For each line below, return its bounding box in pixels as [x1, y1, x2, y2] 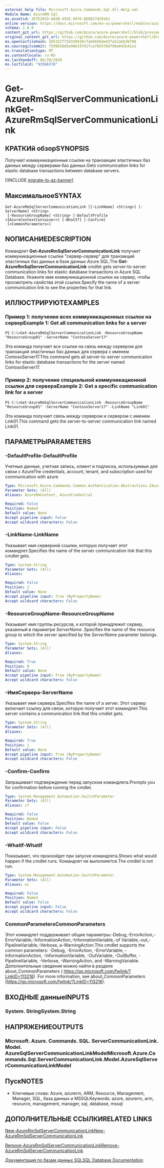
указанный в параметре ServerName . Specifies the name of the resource [5, 627, 155, 633]
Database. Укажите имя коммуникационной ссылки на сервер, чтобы [5, 274, 150, 280]
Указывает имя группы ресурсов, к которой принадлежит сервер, [5, 621, 143, 627]
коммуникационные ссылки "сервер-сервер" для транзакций [5, 253, 135, 259]
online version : [5, 21, 38, 26]
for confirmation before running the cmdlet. [5, 784, 93, 790]
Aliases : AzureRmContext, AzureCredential [5, 493, 93, 498]
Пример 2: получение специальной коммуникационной [5, 376, 146, 383]
